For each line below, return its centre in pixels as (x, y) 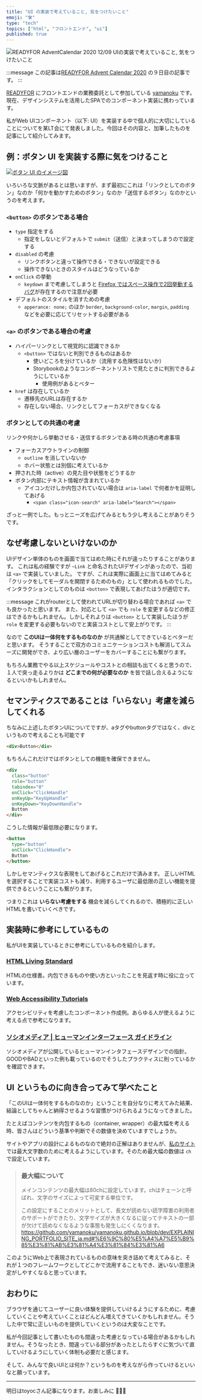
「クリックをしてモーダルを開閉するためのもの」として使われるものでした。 (101, 581)
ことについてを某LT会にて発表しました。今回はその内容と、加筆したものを (99, 128)
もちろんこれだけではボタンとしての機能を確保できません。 (80, 759)
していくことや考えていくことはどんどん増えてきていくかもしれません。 (95, 1317)
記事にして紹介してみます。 (40, 136)
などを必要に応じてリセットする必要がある (77, 315)
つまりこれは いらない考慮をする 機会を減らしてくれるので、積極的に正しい (100, 901)
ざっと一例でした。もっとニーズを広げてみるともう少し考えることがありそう (101, 514)
